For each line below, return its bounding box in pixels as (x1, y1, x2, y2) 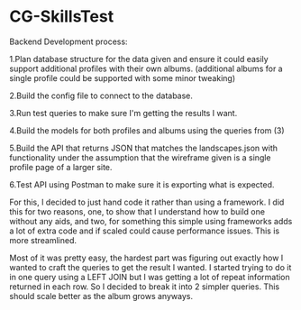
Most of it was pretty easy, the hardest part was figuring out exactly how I (9, 252, 284, 263)
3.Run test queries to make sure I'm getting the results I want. (9, 107, 238, 118)
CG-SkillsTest (9, 6, 114, 27)
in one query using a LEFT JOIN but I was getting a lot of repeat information (9, 271, 290, 282)
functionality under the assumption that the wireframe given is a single (9, 151, 272, 163)
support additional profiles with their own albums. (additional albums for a (9, 63, 283, 74)
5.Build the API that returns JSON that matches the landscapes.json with (9, 142, 278, 153)
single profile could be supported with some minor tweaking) (9, 72, 236, 83)
